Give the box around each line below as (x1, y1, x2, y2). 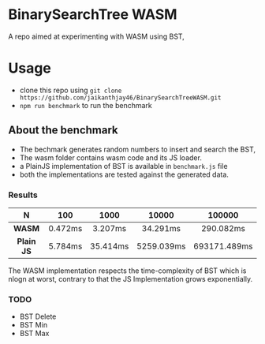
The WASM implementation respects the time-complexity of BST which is (8, 266, 247, 275)
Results (8, 189, 38, 200)
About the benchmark (8, 124, 118, 137)
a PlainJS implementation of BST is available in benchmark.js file (19, 161, 228, 170)
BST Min (19, 320, 48, 330)
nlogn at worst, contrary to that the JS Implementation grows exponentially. (8, 274, 253, 283)
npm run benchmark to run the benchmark (19, 100, 152, 110)
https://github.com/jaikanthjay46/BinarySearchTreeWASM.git (19, 93, 222, 102)
